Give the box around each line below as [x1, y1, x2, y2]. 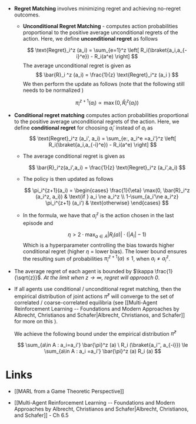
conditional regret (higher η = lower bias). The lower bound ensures [22, 247, 187, 255]
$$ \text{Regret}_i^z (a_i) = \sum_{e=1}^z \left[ [26, 47, 139, 54]
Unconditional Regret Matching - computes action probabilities [22, 23, 178, 29]
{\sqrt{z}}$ [14, 274, 41, 281]
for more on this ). [14, 317, 58, 324]
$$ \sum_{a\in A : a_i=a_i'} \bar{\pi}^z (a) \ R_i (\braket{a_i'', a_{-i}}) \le [17, 342, 188, 349]
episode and [22, 219, 54, 226]
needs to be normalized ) [22, 87, 84, 94]
